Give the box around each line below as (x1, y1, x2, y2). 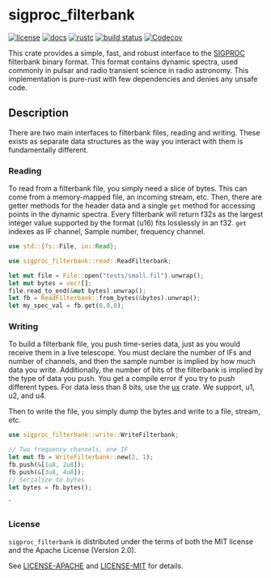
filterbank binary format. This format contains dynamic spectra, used (8, 57, 239, 66)
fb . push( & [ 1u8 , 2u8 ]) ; (8, 460, 85, 469)
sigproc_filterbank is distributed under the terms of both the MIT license (8, 537, 253, 546)
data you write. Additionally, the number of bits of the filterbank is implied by (8, 365, 264, 375)
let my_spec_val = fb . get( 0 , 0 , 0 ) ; (8, 302, 125, 310)
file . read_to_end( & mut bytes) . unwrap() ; (8, 286, 147, 295)
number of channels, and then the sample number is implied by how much (8, 357, 256, 366)
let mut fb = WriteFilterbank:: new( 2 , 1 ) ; (8, 453, 154, 461)
